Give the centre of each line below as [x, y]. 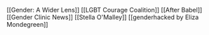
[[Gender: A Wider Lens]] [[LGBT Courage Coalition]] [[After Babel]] [104, 10]
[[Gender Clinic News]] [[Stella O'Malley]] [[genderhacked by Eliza [103, 17]
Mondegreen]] [27, 24]
